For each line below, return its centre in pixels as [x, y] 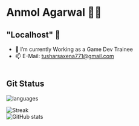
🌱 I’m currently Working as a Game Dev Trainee [74, 49]
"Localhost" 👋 [33, 35]
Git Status [25, 84]
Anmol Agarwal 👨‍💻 [54, 12]
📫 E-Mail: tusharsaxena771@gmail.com [64, 56]
